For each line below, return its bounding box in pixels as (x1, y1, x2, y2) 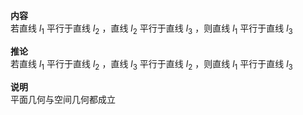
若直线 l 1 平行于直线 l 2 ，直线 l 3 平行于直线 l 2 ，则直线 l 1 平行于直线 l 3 (10, 57, 293, 72)
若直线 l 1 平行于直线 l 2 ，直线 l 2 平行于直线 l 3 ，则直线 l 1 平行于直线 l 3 (10, 22, 293, 36)
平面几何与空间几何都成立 (10, 93, 116, 105)
